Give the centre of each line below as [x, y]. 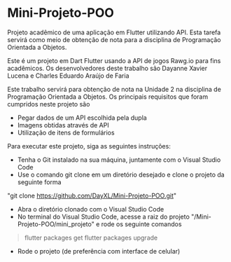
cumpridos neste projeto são [49, 104]
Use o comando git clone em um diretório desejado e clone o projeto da [121, 174]
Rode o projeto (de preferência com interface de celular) [99, 251]
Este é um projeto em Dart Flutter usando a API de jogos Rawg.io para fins [114, 60]
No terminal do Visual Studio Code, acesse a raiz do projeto [104, 216]
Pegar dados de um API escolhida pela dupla [82, 118]
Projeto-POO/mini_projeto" [56, 224]
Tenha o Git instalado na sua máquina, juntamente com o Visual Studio [119, 160]
